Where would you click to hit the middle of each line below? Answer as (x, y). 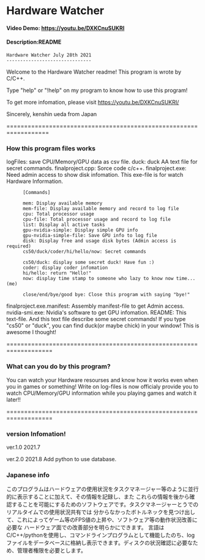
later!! (14, 399)
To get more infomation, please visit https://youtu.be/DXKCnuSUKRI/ (93, 102)
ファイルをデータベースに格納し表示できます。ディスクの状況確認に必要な (99, 543)
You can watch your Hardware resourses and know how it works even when (102, 380)
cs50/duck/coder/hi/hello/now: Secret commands (84, 252)
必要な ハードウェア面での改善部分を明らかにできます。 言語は (85, 527)
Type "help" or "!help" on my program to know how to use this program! (97, 90)
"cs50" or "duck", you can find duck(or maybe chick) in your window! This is (103, 325)
